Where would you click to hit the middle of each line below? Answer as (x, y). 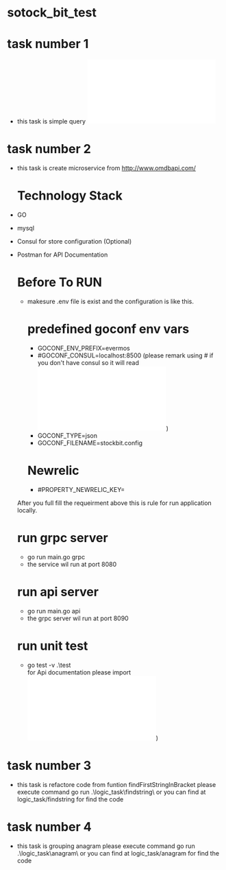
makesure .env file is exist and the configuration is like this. (110, 301)
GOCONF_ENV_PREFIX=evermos (84, 348)
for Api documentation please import (79, 672)
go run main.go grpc (56, 556)
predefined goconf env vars (108, 329)
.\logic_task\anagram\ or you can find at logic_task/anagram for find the (118, 853)
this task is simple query (51, 121)
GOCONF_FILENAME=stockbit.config (90, 443)
